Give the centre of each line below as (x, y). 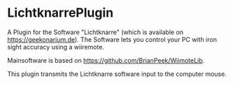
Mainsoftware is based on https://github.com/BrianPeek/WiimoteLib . (106, 60)
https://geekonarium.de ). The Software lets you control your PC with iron (112, 39)
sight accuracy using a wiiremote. (56, 47)
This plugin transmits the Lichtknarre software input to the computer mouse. (117, 74)
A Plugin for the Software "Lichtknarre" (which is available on (96, 32)
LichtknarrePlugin (61, 13)
